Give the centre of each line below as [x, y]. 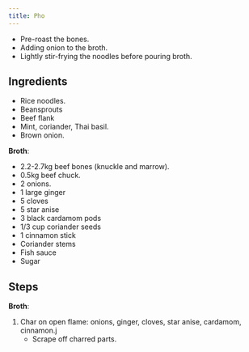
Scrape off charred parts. [74, 339]
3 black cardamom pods [61, 218]
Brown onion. [42, 135]
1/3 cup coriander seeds [60, 227]
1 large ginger [43, 193]
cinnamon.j [38, 331]
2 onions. [36, 184]
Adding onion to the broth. [64, 47]
